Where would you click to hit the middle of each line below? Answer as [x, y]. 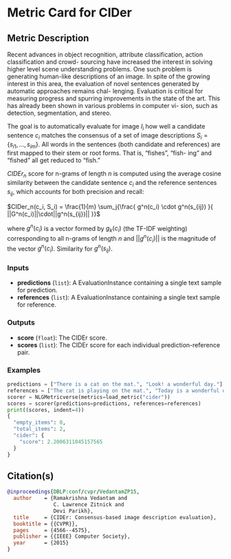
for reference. [36, 305]
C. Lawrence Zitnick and [89, 505]
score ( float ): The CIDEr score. [62, 338]
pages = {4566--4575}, [52, 530]
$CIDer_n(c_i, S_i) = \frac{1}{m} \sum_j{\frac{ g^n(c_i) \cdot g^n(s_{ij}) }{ [110, 206]
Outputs [21, 322]
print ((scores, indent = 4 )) [46, 410]
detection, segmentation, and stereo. [59, 113]
